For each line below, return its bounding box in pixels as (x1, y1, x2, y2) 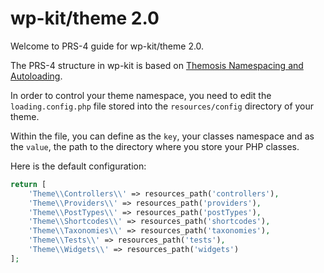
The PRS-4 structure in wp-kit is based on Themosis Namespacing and (10, 59, 304, 71)
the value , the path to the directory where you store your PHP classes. (10, 140, 300, 152)
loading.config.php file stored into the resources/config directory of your (10, 100, 315, 112)
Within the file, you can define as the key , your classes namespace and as (10, 130, 315, 142)
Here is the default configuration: (10, 160, 147, 172)
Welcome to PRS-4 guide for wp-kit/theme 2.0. (10, 40, 205, 52)
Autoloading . (10, 70, 63, 82)
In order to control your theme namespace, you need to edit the (10, 89, 272, 101)
